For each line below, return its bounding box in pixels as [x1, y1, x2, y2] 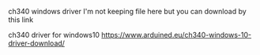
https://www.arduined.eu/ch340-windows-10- [101, 31, 252, 39]
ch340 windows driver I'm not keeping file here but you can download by [8, 7, 247, 16]
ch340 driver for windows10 [8, 31, 100, 39]
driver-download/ [8, 38, 66, 48]
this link [8, 15, 34, 24]
